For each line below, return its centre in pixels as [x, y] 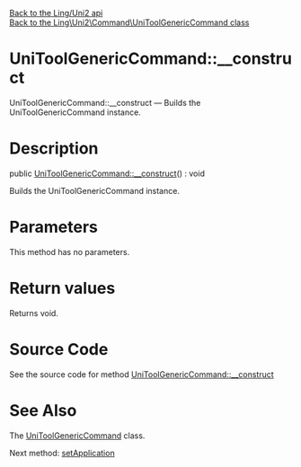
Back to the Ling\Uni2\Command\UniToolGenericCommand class [129, 22]
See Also [43, 410]
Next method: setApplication [62, 453]
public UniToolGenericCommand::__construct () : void [107, 173]
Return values [62, 288]
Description [54, 149]
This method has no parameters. [70, 251]
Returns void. [34, 313]
